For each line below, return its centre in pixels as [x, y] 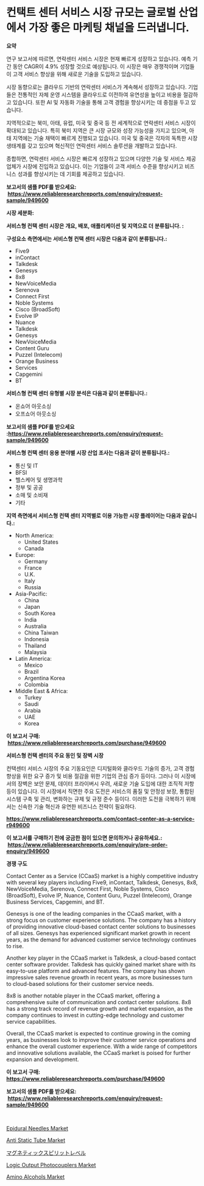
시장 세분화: [20, 213]
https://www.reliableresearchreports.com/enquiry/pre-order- [88, 844]
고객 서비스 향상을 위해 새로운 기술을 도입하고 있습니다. [78, 74]
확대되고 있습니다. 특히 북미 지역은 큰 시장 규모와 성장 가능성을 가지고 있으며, [97, 130]
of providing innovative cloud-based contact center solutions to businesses [101, 926]
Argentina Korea [44, 678]
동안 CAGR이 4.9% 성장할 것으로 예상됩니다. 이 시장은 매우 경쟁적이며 [95, 66]
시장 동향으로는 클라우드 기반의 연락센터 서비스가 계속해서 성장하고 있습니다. [97, 87]
